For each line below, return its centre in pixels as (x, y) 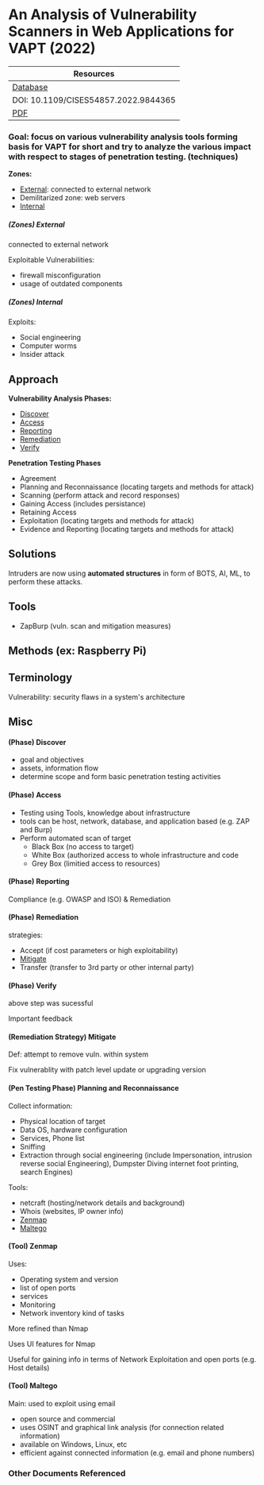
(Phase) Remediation (44, 917)
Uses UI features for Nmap (52, 1343)
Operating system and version (69, 1279)
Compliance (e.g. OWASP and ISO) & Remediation (90, 899)
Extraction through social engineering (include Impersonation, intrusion (136, 1155)
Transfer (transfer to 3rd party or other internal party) (107, 967)
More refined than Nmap (48, 1328)
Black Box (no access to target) (83, 846)
